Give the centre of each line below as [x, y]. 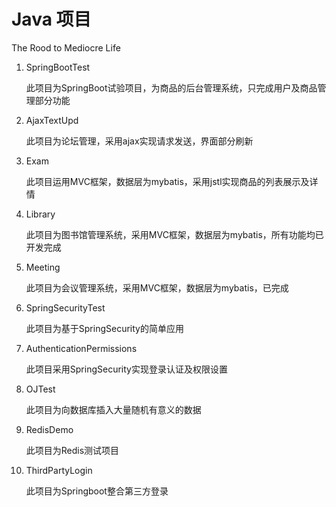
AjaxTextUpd [52, 120]
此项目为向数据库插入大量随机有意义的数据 [113, 409]
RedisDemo [49, 429]
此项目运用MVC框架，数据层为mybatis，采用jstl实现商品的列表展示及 [167, 181]
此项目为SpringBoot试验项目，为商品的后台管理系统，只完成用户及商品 [171, 87]
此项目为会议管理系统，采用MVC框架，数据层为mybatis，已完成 [157, 287]
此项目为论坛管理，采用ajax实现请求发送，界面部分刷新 [139, 141]
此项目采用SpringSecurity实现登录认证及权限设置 [126, 369]
